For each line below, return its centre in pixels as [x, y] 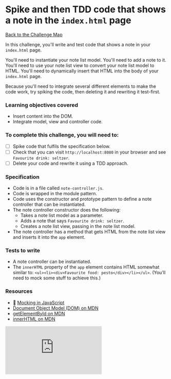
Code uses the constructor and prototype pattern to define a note [82, 199]
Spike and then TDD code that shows [85, 10]
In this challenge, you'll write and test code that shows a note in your [78, 44]
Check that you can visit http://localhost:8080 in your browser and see [89, 152]
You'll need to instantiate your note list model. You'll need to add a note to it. [86, 60]
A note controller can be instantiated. [52, 262]
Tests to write [23, 250]
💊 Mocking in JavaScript [39, 302]
